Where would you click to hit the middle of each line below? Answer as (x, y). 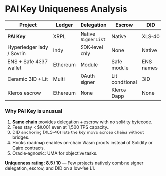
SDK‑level (92, 47)
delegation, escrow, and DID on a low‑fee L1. (50, 168)
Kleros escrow (24, 93)
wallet (15, 68)
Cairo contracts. (29, 148)
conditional (124, 82)
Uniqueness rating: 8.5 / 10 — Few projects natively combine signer (74, 163)
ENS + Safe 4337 (28, 61)
